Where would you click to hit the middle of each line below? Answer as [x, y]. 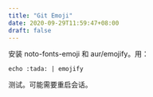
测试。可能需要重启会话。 [50, 85]
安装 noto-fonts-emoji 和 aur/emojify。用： [78, 54]
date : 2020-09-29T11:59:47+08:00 [64, 23]
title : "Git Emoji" [41, 16]
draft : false [30, 30]
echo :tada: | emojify [46, 69]
